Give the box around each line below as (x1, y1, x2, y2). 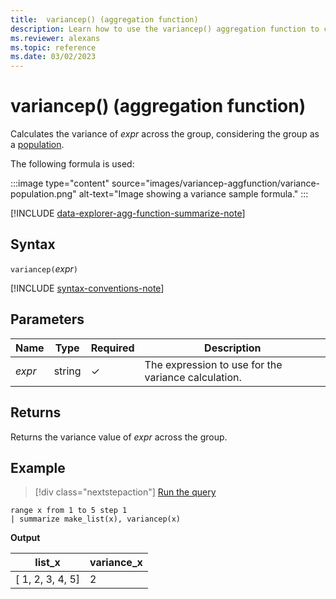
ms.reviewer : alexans (10, 33, 101, 43)
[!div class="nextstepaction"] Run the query (34, 486, 217, 498)
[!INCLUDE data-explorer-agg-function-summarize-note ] (10, 207, 246, 220)
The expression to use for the (144, 357, 283, 371)
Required (90, 341, 135, 355)
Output (10, 532, 41, 544)
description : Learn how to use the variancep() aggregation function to (10, 24, 320, 34)
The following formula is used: (10, 158, 135, 170)
